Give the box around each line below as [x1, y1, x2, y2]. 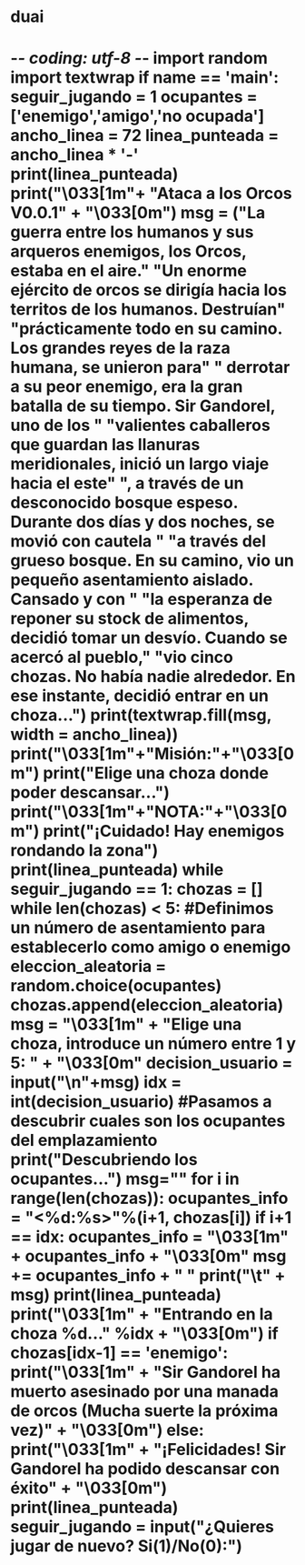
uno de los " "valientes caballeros [10, 416, 271, 436]
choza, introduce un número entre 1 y [10, 1034, 297, 1054]
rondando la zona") [10, 840, 159, 861]
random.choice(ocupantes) [10, 976, 222, 997]
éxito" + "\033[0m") [10, 1478, 168, 1499]
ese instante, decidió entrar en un [10, 686, 269, 707]
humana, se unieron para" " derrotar [10, 357, 290, 378]
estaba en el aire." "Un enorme [10, 261, 248, 281]
